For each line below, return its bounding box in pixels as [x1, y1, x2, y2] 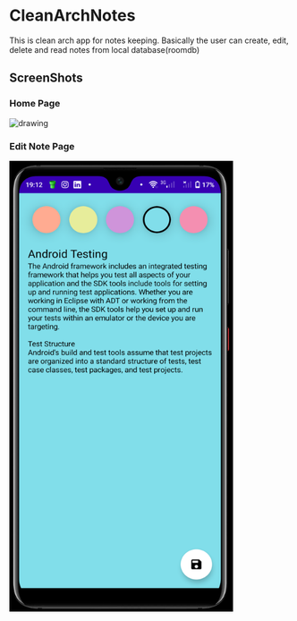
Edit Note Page [9, 140, 75, 152]
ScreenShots [9, 71, 83, 86]
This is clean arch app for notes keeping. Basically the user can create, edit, [9, 35, 289, 46]
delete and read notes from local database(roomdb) [9, 44, 200, 55]
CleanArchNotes [9, 5, 136, 26]
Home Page [9, 98, 61, 110]
